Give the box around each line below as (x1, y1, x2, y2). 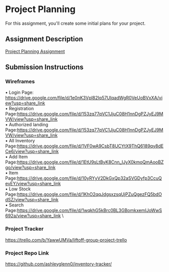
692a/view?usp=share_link (5, 213, 61, 219)
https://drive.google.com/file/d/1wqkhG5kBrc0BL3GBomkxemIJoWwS (17, 207, 162, 213)
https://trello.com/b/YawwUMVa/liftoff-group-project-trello (5, 237, 127, 243)
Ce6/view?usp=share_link (5, 148, 59, 154)
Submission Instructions (5, 63, 84, 72)
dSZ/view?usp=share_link (5, 197, 59, 203)
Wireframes (5, 78, 35, 85)
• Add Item (5, 154, 28, 160)
